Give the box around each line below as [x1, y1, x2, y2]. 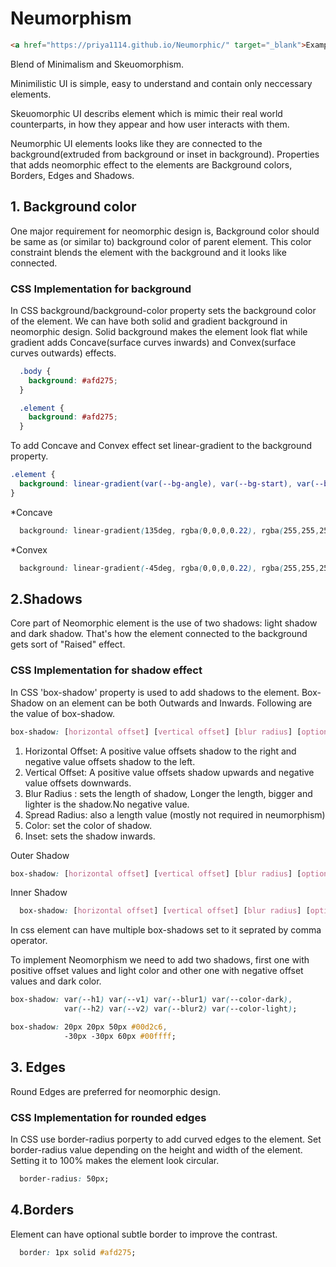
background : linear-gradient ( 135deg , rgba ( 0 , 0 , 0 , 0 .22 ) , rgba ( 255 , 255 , [19, 525, 320, 536]
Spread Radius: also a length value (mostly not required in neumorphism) [24, 808, 326, 821]
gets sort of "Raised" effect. [10, 638, 126, 651]
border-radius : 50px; [19, 1173, 110, 1184]
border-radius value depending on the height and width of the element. [10, 1143, 303, 1156]
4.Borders [10, 1202, 75, 1219]
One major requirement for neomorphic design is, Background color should [10, 225, 320, 237]
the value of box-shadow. [10, 707, 116, 719]
